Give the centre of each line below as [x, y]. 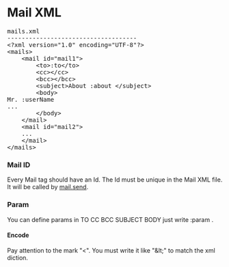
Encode [18, 235]
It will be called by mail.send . [48, 187]
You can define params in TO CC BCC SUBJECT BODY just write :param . [110, 219]
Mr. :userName [31, 99]
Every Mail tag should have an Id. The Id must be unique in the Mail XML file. [115, 180]
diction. [18, 257]
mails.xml [23, 31]
